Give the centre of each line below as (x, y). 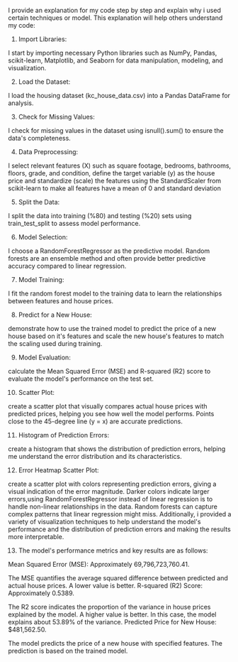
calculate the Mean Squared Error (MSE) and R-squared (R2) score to (109, 371)
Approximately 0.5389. (41, 593)
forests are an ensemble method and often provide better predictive (107, 258)
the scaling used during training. (55, 343)
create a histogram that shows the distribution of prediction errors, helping (117, 449)
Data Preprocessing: (48, 152)
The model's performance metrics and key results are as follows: (113, 550)
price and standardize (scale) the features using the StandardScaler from (115, 181)
